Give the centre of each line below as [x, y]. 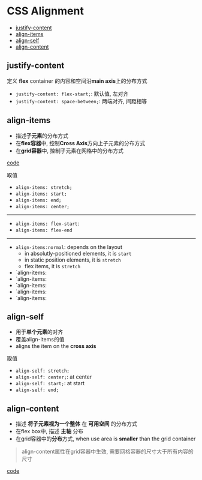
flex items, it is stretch [52, 266]
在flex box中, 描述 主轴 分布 [49, 431]
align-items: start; [41, 194]
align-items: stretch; [44, 187]
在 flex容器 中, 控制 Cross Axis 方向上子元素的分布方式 [80, 143]
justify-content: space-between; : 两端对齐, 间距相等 [81, 101]
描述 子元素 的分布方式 [42, 136]
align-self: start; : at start [50, 383]
